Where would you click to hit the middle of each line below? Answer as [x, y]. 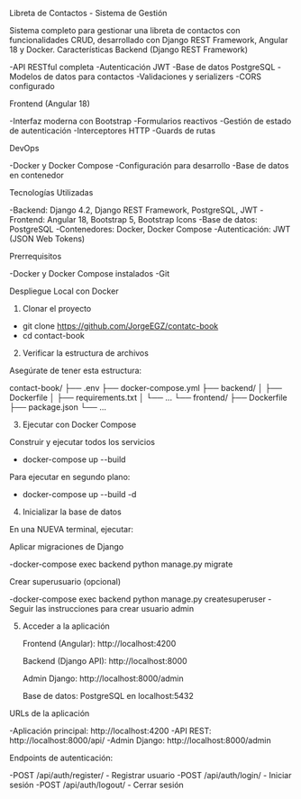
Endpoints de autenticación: [61, 758]
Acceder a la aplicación [66, 626]
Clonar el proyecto [57, 309]
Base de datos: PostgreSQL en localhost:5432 [108, 696]
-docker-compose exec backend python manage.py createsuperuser [137, 599]
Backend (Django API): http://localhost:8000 [105, 661]
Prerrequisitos [36, 256]
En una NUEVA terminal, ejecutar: [71, 529]
